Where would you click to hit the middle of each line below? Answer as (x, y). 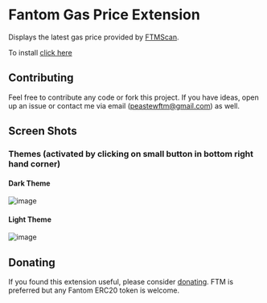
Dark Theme (29, 183)
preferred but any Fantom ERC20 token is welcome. (94, 290)
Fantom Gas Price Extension (105, 15)
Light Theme (30, 219)
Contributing (41, 78)
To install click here (40, 52)
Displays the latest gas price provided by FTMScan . (94, 37)
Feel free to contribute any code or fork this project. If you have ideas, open (134, 97)
